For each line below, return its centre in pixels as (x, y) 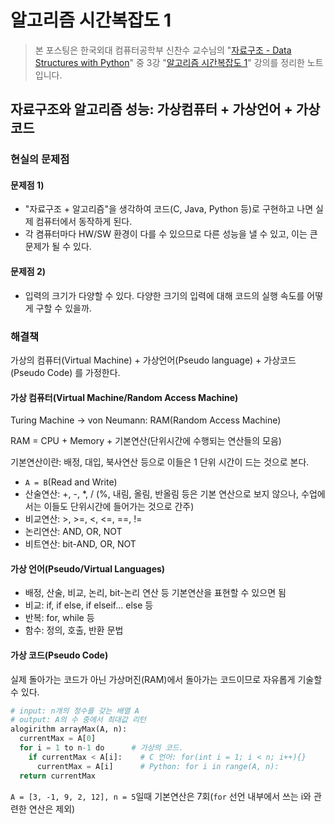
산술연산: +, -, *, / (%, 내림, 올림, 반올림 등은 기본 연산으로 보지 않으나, (162, 494)
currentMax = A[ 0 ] (58, 739)
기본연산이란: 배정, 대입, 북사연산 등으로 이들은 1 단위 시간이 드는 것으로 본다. (160, 462)
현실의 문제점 (40, 159)
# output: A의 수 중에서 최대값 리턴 (78, 720)
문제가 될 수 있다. (58, 247)
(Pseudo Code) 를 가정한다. (65, 372)
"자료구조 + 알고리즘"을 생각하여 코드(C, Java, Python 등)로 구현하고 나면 (169, 209)
